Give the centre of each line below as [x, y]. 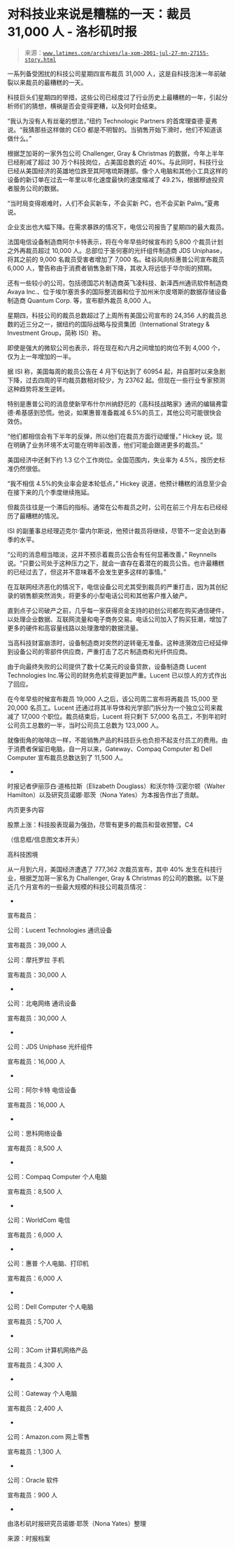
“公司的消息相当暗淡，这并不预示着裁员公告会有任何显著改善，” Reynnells [112, 554]
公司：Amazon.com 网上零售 [49, 1436]
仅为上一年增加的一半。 [41, 356]
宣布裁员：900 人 [33, 1495]
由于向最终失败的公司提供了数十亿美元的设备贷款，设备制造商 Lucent [107, 666]
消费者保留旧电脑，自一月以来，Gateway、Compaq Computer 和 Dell [113, 749]
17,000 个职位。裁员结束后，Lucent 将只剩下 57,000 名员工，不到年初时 [124, 716]
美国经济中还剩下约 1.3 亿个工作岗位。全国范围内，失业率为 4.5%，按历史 [113, 460]
